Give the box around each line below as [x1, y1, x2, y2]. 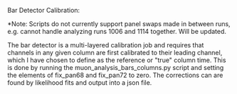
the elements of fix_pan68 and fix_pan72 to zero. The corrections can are [7, 71, 223, 79]
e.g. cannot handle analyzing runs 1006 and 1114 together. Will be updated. [7, 28, 226, 35]
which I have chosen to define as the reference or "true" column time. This [7, 56, 226, 64]
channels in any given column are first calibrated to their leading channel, [7, 49, 223, 57]
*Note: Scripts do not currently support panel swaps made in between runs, [7, 20, 231, 28]
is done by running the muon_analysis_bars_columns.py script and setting [7, 64, 224, 71]
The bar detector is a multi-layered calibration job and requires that [7, 41, 204, 49]
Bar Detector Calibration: [7, 6, 80, 14]
